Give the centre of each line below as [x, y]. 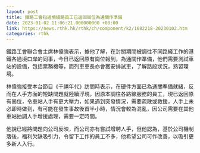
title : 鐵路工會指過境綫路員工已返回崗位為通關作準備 [64, 17]
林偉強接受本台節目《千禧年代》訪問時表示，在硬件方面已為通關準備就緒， [97, 86]
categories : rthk [28, 34]
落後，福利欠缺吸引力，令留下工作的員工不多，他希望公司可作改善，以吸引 [97, 136]
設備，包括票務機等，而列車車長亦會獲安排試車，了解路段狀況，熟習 [100, 67]
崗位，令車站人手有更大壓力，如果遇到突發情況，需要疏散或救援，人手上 [100, 101]
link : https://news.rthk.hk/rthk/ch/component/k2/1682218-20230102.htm [97, 28]
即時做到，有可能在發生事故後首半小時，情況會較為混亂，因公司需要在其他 [102, 109]
